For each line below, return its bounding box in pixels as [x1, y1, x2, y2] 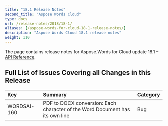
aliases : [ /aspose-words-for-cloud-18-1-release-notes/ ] [5, 26, 126, 31]
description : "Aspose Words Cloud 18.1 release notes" [5, 30, 122, 35]
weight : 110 [5, 35, 30, 40]
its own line [43, 112, 70, 119]
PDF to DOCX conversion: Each [43, 99, 116, 106]
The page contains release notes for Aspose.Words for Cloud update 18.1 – [5, 48, 159, 55]
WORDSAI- [7, 103, 35, 110]
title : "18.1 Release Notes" [5, 7, 66, 12]
